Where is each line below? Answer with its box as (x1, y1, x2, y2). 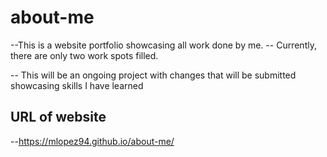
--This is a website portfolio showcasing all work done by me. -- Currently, (10, 39, 317, 51)
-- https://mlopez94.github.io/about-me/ (10, 135, 175, 147)
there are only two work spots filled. (10, 49, 159, 61)
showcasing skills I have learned (10, 79, 144, 91)
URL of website (10, 109, 107, 126)
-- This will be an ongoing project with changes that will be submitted (10, 69, 297, 81)
